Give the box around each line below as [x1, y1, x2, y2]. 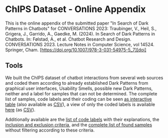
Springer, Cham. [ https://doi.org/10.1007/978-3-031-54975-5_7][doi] [5, 47, 146, 53]
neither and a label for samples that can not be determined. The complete [5, 90, 157, 96]
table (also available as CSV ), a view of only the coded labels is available [5, 101, 155, 107]
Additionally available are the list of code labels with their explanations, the [5, 116, 159, 122]
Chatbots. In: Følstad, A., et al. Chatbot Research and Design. [5, 36, 132, 42]
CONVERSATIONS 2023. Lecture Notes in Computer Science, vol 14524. [5, 41, 154, 47]
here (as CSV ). [5, 106, 36, 112]
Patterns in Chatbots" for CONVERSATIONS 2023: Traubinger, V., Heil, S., [5, 25, 157, 31]
